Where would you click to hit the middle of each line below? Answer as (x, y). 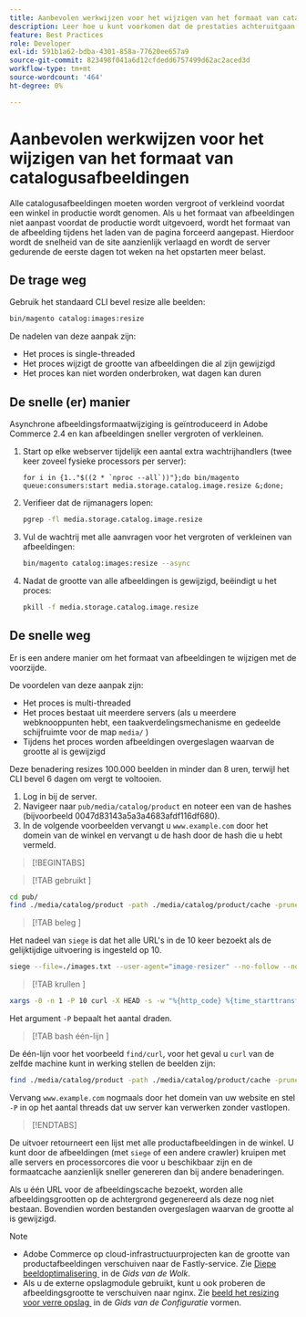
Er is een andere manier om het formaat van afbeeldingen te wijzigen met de (153, 657)
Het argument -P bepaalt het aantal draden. (91, 1018)
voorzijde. (28, 667)
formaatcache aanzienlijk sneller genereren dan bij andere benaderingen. (147, 1171)
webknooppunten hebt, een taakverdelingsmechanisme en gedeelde (151, 722)
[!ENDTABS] (54, 1124)
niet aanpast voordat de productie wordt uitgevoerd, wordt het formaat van (150, 222)
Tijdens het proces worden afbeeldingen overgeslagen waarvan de (148, 741)
